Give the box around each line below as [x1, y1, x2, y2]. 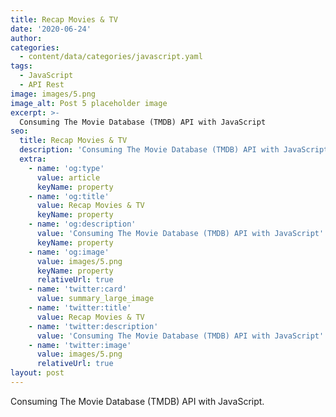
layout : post [10, 368, 65, 378]
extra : [19, 154, 47, 164]
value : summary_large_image [36, 294, 155, 304]
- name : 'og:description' [28, 219, 137, 230]
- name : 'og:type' [28, 163, 105, 173]
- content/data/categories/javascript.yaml [19, 52, 203, 62]
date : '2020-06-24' [10, 24, 92, 34]
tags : [10, 61, 33, 71]
